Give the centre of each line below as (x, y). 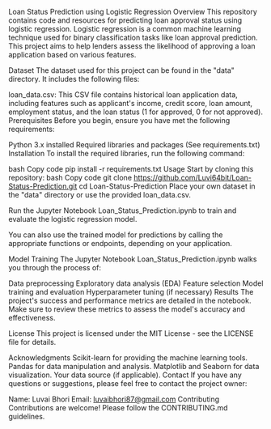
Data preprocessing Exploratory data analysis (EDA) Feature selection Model (136, 283)
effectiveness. (32, 318)
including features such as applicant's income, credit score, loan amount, (131, 103)
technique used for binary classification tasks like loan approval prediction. (133, 37)
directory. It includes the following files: (74, 79)
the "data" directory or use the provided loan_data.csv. (100, 195)
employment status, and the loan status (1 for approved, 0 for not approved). (135, 112)
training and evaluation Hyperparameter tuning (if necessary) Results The (131, 292)
